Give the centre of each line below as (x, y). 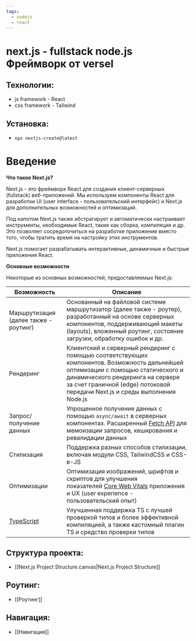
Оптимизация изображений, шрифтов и (123, 472)
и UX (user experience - (100, 493)
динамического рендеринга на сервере (123, 377)
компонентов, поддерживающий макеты (124, 324)
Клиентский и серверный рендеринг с (121, 348)
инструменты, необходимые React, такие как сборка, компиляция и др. (96, 225)
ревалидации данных (97, 438)
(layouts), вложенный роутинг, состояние (125, 331)
